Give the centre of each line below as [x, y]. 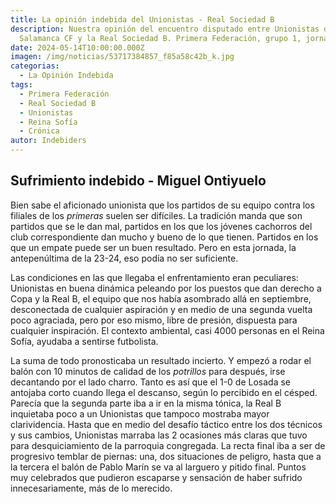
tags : [21, 85]
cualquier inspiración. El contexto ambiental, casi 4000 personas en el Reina [167, 330]
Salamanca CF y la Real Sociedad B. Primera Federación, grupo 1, [160, 38]
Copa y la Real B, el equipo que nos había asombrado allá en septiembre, [161, 298]
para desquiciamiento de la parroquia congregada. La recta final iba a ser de [168, 445]
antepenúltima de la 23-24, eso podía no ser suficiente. [124, 258]
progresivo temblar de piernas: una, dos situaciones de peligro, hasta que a [166, 456]
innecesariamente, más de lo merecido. [91, 488]
